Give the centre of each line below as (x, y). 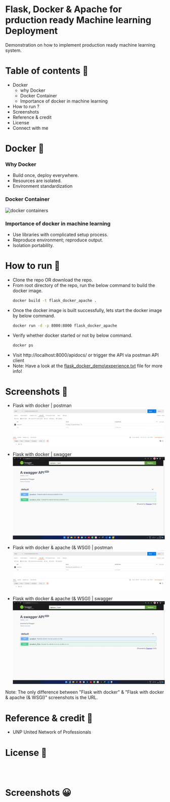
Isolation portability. (33, 245)
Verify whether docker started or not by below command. (72, 335)
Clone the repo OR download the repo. (53, 280)
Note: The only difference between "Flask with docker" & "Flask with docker (85, 692)
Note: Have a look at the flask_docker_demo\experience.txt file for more (88, 366)
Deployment (32, 31)
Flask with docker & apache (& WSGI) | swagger (62, 599)
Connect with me (30, 128)
